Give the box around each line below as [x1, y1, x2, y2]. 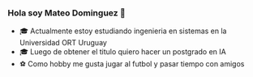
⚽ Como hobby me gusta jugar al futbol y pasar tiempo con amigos [19, 59, 245, 69]
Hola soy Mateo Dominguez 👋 [7, 7, 126, 19]
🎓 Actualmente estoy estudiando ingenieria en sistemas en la [19, 26, 227, 36]
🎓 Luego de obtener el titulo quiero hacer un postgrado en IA [19, 47, 226, 57]
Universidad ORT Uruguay [19, 38, 107, 48]
